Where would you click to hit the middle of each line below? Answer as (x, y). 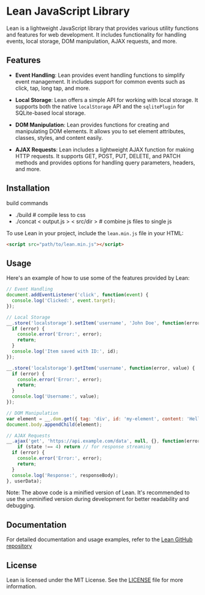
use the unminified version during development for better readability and (98, 499)
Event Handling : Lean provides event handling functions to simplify (100, 75)
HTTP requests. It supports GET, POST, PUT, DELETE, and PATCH (98, 156)
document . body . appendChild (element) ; (54, 425)
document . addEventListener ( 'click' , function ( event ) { (77, 295)
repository (19, 546)
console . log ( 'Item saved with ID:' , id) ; (65, 351)
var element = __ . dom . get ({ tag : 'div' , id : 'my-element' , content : (95, 419)
